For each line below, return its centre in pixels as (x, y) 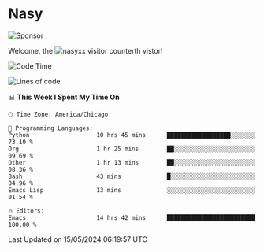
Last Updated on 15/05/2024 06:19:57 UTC (78, 239)
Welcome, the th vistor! (86, 50)
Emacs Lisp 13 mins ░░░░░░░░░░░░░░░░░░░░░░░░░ (132, 190)
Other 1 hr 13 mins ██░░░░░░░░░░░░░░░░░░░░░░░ (132, 162)
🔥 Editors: (26, 211)
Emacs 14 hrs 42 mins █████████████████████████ (132, 217)
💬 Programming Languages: (50, 128)
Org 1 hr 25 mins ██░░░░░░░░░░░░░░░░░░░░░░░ (132, 149)
